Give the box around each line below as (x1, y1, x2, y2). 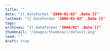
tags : (5, 20, 16, 26)
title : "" (5, 7, 25, 12)
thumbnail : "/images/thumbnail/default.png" (5, 30, 97, 34)
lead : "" (5, 34, 23, 39)
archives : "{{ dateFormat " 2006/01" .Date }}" (5, 25, 101, 30)
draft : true (5, 39, 29, 44)
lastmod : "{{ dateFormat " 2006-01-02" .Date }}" (5, 16, 106, 21)
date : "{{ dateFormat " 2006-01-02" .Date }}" (5, 12, 99, 17)
